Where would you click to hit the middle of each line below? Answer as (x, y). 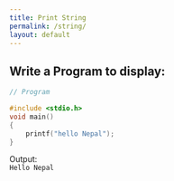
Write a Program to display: (87, 71)
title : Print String (48, 18)
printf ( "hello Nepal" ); (70, 133)
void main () (32, 117)
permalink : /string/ (48, 26)
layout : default (40, 34)
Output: (23, 159)
